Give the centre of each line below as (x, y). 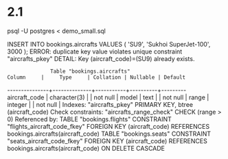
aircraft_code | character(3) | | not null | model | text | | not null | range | (108, 97)
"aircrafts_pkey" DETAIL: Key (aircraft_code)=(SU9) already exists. (101, 58)
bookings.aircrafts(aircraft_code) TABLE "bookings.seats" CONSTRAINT (109, 134)
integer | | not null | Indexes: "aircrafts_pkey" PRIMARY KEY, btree (100, 104)
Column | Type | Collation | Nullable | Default (96, 77)
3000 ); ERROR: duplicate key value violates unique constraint (95, 51)
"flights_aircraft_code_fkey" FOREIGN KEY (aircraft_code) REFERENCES (109, 126)
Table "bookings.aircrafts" (90, 71)
